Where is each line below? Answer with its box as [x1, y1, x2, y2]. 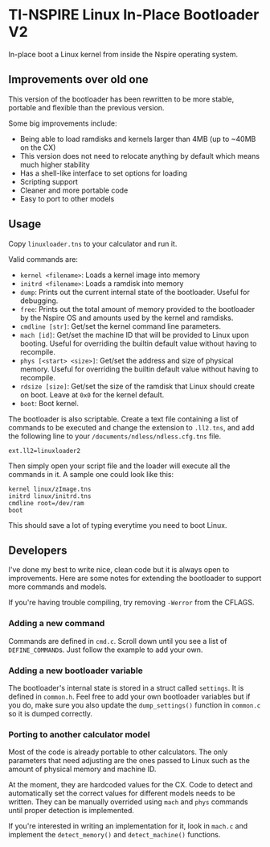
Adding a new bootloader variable [8, 665, 143, 676]
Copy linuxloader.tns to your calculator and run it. [8, 239, 178, 248]
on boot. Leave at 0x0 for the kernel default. [19, 389, 165, 400]
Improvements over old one [8, 73, 149, 86]
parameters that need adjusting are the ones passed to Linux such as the [8, 756, 251, 766]
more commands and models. [8, 582, 107, 592]
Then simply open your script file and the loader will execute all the [8, 461, 231, 471]
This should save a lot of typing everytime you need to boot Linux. [8, 520, 227, 529]
